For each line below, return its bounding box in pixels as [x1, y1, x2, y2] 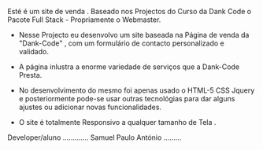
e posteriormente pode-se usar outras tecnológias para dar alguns [18, 94, 235, 103]
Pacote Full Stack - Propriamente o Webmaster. [7, 15, 161, 24]
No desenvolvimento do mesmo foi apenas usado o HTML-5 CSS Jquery [18, 86, 255, 95]
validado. [18, 47, 49, 56]
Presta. [18, 71, 43, 79]
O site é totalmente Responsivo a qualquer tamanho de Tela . [18, 118, 217, 126]
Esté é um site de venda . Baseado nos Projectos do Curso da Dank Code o [7, 7, 252, 16]
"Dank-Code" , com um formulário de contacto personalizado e [18, 38, 225, 48]
